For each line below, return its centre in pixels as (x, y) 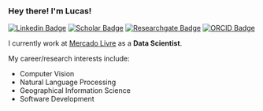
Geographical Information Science (75, 91)
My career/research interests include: (69, 59)
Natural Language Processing (68, 82)
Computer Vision (47, 74)
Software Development (57, 99)
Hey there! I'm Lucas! (50, 11)
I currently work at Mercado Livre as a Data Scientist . (95, 43)
